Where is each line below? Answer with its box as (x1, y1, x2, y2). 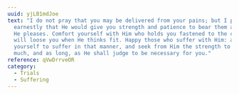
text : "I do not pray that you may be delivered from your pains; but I (7, 17, 228, 24)
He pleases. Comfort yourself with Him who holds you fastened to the (14, 30, 228, 37)
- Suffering (14, 76, 50, 83)
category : (7, 63, 37, 70)
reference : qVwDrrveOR (7, 57, 75, 64)
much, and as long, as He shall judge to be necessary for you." (14, 50, 212, 57)
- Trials (14, 69, 40, 76)
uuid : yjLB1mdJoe (7, 10, 59, 18)
